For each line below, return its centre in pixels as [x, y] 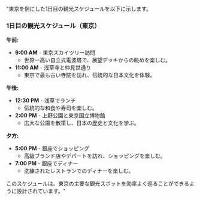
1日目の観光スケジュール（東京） [53, 26]
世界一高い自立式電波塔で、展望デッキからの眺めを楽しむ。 [97, 60]
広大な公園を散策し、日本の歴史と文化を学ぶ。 [81, 123]
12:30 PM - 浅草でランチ [45, 101]
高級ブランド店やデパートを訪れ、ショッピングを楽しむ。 [95, 156]
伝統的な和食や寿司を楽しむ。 [60, 108]
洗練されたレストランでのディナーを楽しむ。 [79, 171]
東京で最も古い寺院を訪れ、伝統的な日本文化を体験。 [90, 75]
